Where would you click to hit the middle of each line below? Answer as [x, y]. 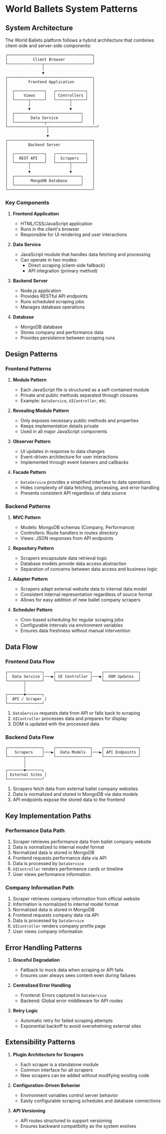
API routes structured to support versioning [66, 1120]
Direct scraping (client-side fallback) [67, 265]
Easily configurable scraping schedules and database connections [90, 1101]
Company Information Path [40, 887]
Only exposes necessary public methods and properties [79, 420]
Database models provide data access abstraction [73, 564]
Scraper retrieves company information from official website [76, 899]
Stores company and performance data [62, 333]
